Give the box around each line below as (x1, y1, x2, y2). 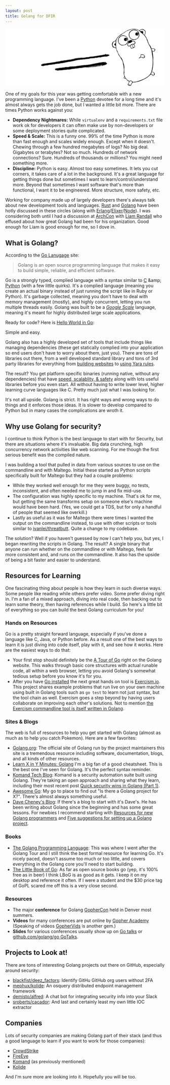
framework (12, 988, 36, 994)
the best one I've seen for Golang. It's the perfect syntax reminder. (12, 767, 152, 773)
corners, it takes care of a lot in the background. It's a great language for (12, 171, 164, 177)
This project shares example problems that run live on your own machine (12, 684, 164, 690)
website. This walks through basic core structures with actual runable (12, 662, 158, 668)
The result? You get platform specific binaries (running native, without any (5, 371, 160, 377)
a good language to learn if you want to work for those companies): (5, 1038, 146, 1044)
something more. (12, 160, 48, 166)
